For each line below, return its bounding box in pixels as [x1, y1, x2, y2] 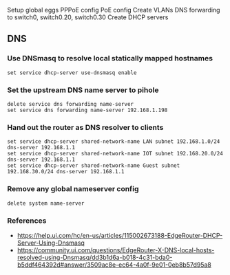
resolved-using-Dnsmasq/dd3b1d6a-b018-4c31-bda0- [17, 253, 173, 261]
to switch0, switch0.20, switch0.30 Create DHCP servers [7, 13, 169, 21]
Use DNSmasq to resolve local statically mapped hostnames [7, 54, 213, 63]
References [7, 216, 47, 225]
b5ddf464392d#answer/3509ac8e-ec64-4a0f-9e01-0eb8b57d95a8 [17, 261, 212, 269]
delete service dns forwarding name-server [7, 100, 134, 107]
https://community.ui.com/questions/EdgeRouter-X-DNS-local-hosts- [17, 245, 215, 254]
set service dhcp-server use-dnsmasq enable [7, 69, 137, 76]
